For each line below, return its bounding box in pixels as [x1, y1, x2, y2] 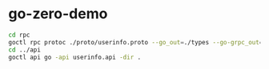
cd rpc [8, 31, 30, 39]
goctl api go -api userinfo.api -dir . [8, 53, 142, 61]
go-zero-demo [8, 5, 108, 23]
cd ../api [8, 45, 42, 54]
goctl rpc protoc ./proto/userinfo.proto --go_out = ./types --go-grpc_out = [8, 38, 263, 46]
